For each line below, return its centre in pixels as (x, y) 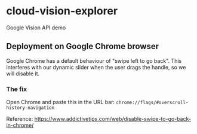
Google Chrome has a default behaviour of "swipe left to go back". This (94, 60)
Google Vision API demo (36, 28)
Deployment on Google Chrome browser (83, 46)
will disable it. (23, 74)
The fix (17, 89)
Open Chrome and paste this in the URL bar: (61, 102)
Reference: (20, 119)
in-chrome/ (20, 125)
